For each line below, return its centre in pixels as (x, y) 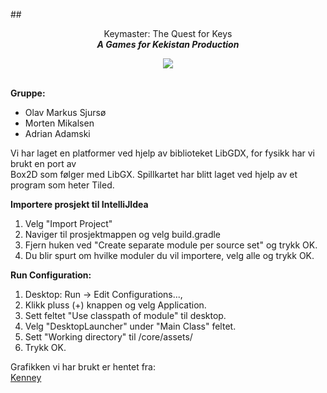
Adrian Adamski (57, 133)
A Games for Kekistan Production (168, 44)
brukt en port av (43, 163)
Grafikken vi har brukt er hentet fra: (83, 367)
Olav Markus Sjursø (65, 112)
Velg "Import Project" (68, 223)
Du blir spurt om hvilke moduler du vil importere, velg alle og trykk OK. (169, 255)
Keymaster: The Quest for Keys (168, 33)
